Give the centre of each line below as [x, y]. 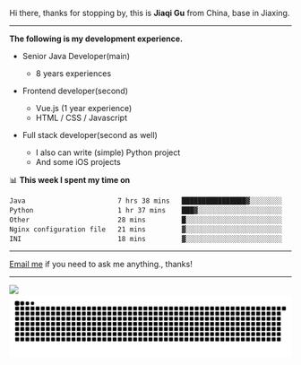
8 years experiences [73, 74]
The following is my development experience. [96, 39]
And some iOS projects [78, 162]
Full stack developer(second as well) [90, 135]
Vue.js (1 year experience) [84, 108]
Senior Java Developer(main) [76, 56]
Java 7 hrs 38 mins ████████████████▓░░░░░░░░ [146, 201]
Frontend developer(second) [75, 91]
